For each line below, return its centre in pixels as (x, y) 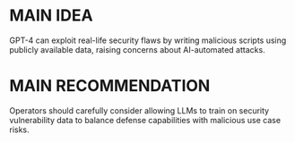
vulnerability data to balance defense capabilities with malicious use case (145, 120)
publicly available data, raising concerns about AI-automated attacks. (138, 49)
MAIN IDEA (51, 16)
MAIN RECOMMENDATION (110, 86)
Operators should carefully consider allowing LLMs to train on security (139, 110)
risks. (19, 129)
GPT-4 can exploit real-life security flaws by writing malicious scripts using (148, 40)
